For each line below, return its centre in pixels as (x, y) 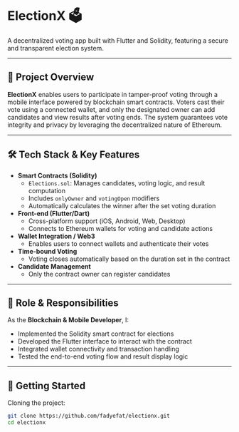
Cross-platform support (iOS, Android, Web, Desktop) (107, 221)
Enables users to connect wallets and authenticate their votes (118, 243)
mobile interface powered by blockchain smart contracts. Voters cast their (116, 102)
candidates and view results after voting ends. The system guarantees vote (118, 117)
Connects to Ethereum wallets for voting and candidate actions (121, 228)
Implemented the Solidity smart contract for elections (96, 334)
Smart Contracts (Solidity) (57, 175)
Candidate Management (54, 266)
